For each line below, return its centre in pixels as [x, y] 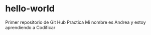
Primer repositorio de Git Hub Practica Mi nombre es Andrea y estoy [76, 22]
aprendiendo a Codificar [30, 27]
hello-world [30, 9]
